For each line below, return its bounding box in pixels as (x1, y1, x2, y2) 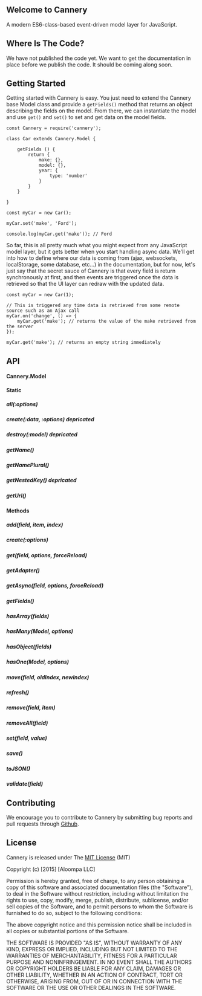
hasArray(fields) (6, 613, 50, 620)
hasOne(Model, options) (6, 658, 70, 665)
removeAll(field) (6, 719, 48, 726)
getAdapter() (6, 566, 41, 574)
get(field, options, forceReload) (6, 551, 88, 558)
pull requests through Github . (6, 820, 79, 827)
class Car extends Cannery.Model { (6, 136, 96, 142)
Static (6, 387, 22, 394)
